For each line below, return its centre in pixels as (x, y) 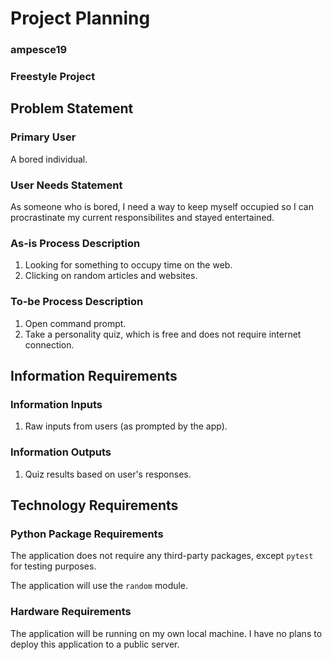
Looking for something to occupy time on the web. (128, 265)
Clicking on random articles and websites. (111, 276)
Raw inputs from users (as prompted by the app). (126, 426)
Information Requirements (94, 376)
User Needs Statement (66, 185)
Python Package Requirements (87, 534)
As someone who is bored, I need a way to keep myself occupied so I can (162, 207)
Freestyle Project (53, 77)
